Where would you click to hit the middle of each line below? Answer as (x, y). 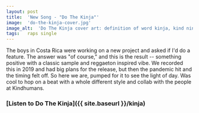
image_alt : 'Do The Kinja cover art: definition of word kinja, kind (95, 28)
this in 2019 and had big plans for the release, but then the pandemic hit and (99, 69)
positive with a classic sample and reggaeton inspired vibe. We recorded (95, 63)
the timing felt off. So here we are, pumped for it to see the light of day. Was (99, 76)
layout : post (22, 12)
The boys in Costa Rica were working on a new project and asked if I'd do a (98, 50)
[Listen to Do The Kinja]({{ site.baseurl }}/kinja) (76, 104)
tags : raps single (32, 34)
